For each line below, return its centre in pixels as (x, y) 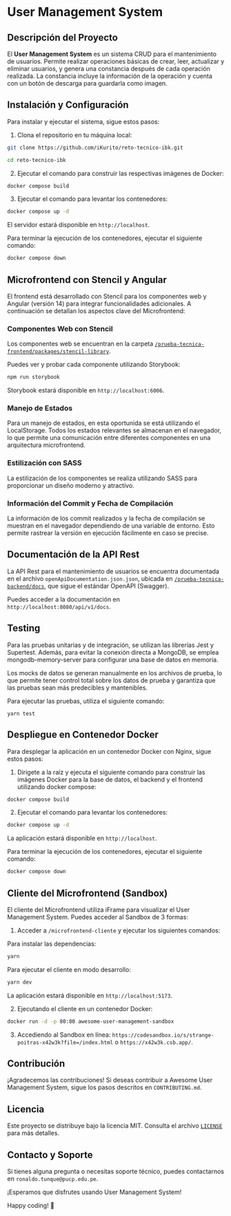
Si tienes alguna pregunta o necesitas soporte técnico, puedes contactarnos (116, 1171)
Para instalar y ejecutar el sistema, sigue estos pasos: (83, 121)
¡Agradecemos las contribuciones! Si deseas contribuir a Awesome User (110, 1080)
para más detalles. (33, 1133)
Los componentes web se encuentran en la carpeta (80, 344)
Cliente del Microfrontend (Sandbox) (88, 893)
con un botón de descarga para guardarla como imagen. (87, 83)
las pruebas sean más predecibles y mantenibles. (78, 688)
